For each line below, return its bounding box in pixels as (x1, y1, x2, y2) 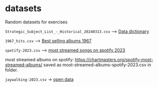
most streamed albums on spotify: (5, 56, 74, 62)
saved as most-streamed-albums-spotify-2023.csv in (43, 62, 152, 68)
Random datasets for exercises (5, 19, 68, 25)
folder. (5, 67, 18, 73)
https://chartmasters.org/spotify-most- (75, 56, 153, 62)
